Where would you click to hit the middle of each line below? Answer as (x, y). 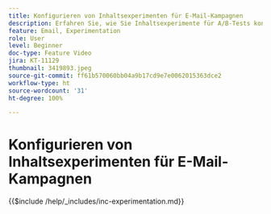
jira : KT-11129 (34, 61)
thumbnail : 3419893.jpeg (50, 68)
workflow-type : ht (39, 83)
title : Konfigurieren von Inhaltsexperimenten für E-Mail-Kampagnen (126, 16)
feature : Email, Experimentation (65, 31)
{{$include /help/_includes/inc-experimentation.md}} (96, 201)
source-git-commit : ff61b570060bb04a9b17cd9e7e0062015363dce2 (115, 76)
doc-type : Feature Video (50, 53)
